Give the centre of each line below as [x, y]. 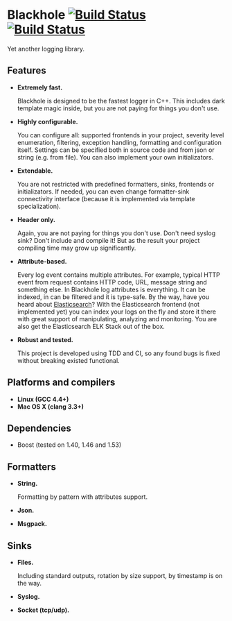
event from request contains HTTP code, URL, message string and [112, 282]
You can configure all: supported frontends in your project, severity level [121, 135]
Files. [25, 562]
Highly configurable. [47, 121]
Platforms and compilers [61, 383]
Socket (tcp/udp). [43, 610]
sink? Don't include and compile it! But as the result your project [108, 240]
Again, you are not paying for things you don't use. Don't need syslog [116, 233]
